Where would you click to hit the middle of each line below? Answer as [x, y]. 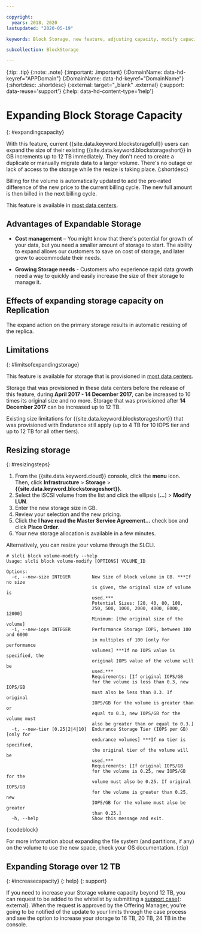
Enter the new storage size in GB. [56, 508]
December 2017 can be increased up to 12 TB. [64, 407]
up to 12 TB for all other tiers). [43, 431]
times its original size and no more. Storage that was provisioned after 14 [96, 400]
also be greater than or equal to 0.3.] [143, 724]
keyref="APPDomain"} [34, 79]
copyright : [20, 17]
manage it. [28, 282]
